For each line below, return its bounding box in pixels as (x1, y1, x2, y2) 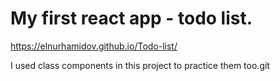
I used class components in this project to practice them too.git (10, 59, 270, 71)
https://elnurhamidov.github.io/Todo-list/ (10, 40, 178, 52)
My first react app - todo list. (10, 7, 253, 30)
